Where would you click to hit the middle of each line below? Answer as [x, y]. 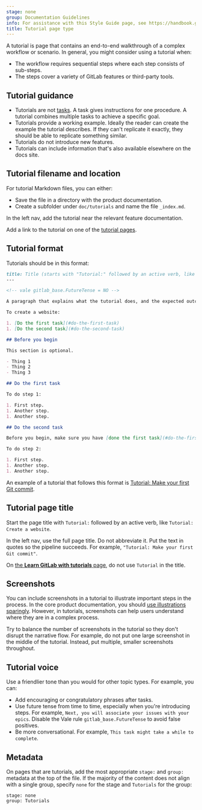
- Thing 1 [19, 361]
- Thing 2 [19, 367]
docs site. [27, 155]
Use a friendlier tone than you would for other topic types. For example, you [100, 682]
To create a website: [33, 313]
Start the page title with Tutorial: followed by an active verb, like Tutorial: [100, 522]
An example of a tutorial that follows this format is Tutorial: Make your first [98, 482]
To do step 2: [24, 449]
